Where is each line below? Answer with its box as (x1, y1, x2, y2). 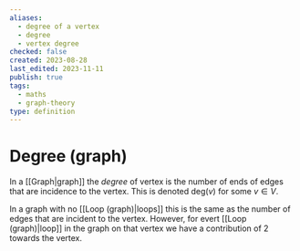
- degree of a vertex (17, 22, 100, 31)
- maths (17, 89, 47, 99)
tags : (9, 81, 30, 90)
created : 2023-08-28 (9, 56, 88, 65)
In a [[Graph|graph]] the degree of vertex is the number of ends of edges (9, 176, 284, 187)
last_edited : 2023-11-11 (9, 65, 104, 74)
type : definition (9, 107, 76, 116)
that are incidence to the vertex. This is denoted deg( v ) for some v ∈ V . (9, 186, 279, 197)
